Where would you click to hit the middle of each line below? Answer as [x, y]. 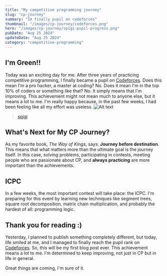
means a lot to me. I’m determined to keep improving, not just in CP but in [81, 253]
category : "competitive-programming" [44, 43]
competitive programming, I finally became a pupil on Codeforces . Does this [83, 80]
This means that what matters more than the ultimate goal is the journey [79, 150]
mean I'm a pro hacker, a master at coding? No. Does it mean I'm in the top [82, 85]
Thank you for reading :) [44, 225]
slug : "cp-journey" [25, 15]
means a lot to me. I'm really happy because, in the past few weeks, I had [81, 101]
